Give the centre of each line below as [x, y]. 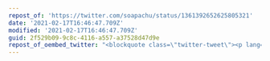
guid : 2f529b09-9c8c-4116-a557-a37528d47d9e [84, 38]
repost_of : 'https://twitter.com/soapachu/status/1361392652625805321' [131, 15]
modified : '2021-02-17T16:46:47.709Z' [73, 30]
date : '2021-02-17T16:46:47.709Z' [66, 23]
